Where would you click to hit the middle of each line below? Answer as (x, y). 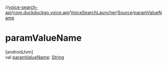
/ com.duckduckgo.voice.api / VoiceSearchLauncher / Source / (73, 12)
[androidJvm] (19, 51)
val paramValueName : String (35, 57)
